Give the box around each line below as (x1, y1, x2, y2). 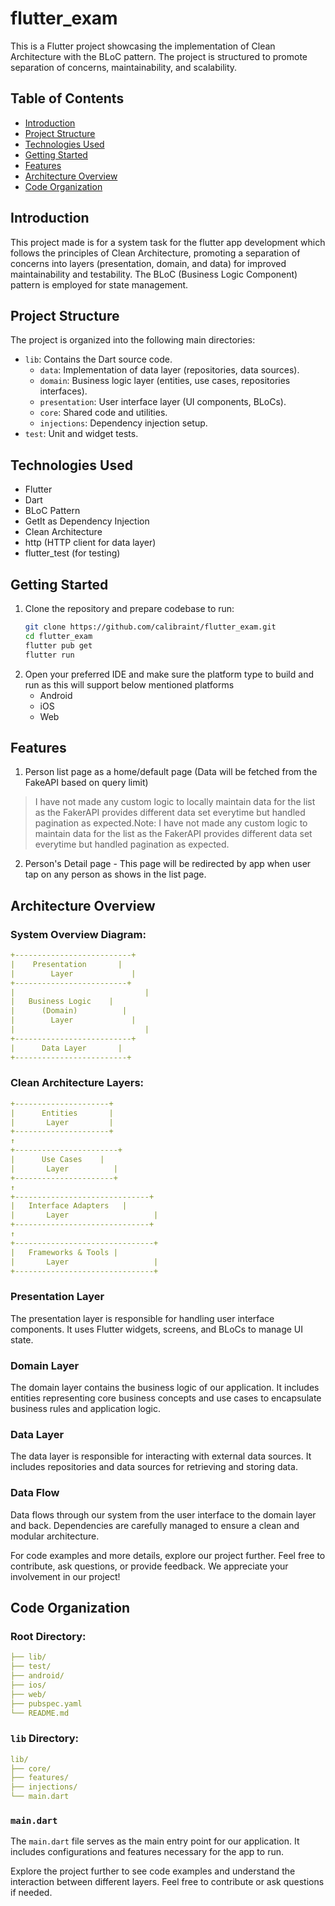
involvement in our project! (10, 1570, 121, 1582)
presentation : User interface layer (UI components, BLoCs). (39, 396, 287, 408)
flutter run (24, 650, 75, 660)
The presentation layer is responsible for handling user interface (10, 1312, 275, 1324)
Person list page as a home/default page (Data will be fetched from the (24, 766, 318, 778)
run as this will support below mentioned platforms (24, 678, 235, 691)
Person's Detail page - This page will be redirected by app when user (24, 858, 312, 870)
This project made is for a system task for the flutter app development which (10, 236, 326, 248)
